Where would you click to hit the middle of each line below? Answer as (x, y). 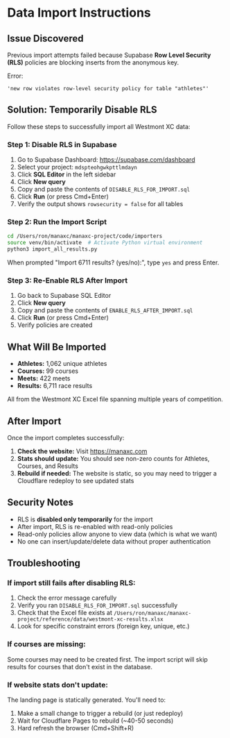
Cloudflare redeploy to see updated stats (76, 480)
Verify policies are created (55, 325)
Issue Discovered (45, 39)
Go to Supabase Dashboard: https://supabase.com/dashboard (106, 160)
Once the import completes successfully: (66, 437)
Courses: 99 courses (47, 371)
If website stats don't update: (58, 685)
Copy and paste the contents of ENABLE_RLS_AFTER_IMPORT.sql (105, 310)
